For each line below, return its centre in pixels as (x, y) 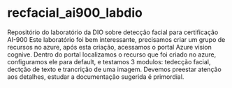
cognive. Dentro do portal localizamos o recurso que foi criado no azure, (112, 54)
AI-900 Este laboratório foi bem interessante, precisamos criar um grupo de (116, 39)
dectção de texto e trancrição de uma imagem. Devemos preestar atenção (114, 69)
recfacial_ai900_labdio (75, 13)
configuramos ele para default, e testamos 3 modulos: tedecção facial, (109, 61)
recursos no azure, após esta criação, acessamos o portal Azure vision (109, 47)
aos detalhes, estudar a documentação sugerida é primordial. (96, 76)
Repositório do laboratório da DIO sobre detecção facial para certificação (113, 32)
